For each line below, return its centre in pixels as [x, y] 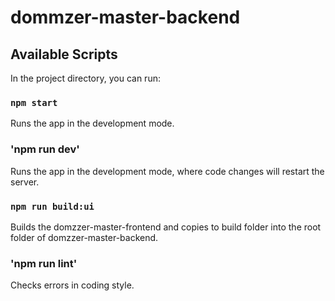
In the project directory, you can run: [85, 78]
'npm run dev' [45, 149]
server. [25, 182]
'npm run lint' [44, 263]
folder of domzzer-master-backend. [84, 237]
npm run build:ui [52, 206]
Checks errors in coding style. [72, 285]
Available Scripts [64, 54]
